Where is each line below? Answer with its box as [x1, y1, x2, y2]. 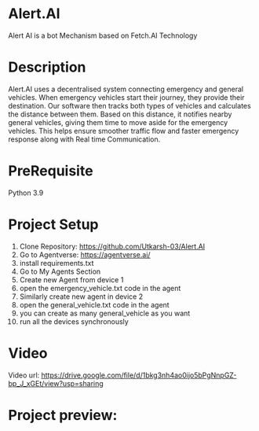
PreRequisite [8, 162, 93, 180]
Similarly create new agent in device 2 [19, 292, 144, 301]
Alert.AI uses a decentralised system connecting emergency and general [8, 84, 244, 94]
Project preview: [8, 406, 118, 424]
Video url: [8, 370, 40, 380]
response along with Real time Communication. [8, 134, 161, 144]
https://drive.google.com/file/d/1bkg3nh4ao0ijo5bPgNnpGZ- [41, 370, 237, 380]
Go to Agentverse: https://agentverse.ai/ [19, 249, 151, 260]
